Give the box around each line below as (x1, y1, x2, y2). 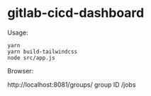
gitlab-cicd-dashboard (7, 5, 145, 21)
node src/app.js (7, 54, 55, 61)
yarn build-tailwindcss (7, 48, 78, 55)
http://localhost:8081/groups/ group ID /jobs (7, 80, 136, 89)
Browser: (7, 66, 34, 75)
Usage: (7, 28, 28, 37)
